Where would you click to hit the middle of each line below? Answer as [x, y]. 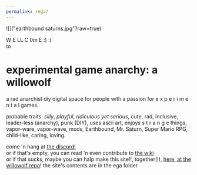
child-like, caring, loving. [36, 135]
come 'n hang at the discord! [41, 146]
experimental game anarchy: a [82, 70]
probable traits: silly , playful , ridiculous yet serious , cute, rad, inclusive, [92, 116]
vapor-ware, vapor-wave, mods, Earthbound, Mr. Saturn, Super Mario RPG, [97, 129]
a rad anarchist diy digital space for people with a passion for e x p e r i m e [97, 98]
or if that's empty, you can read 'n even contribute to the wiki [80, 153]
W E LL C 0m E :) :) [29, 39]
